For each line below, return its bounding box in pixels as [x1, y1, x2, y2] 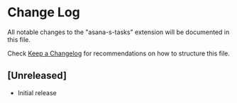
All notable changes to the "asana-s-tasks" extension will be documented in [7, 28, 230, 36]
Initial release [17, 88, 57, 97]
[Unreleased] [7, 70, 67, 82]
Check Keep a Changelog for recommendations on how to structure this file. [7, 49, 231, 58]
